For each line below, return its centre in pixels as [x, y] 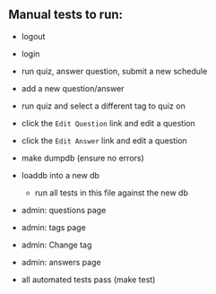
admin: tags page [53, 227]
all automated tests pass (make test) [88, 279]
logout [33, 36]
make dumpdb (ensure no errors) [82, 158]
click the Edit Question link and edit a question [108, 123]
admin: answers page [61, 262]
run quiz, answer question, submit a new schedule [114, 71]
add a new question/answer [73, 88]
